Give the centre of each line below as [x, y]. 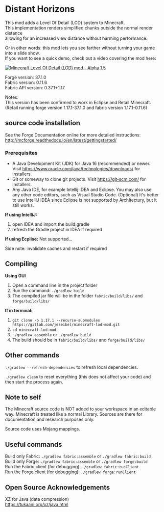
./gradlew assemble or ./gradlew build [52, 334]
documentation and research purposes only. [50, 419]
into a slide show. [23, 53]
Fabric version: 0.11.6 [26, 82]
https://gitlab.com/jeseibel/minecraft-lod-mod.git [66, 324]
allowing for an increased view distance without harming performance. [76, 38]
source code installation [43, 123]
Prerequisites [21, 153]
